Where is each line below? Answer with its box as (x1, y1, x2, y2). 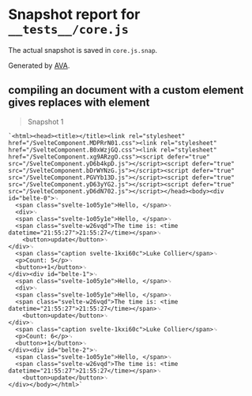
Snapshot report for (8, 6, 141, 24)
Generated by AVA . (8, 61, 70, 70)
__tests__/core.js (8, 22, 129, 37)
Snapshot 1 (27, 117, 64, 126)
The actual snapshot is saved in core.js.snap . (8, 45, 158, 54)
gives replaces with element (8, 96, 150, 110)
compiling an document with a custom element (8, 84, 244, 97)
